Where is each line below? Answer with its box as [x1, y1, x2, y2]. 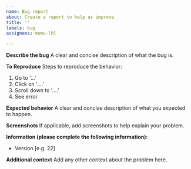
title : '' [6, 19, 31, 25]
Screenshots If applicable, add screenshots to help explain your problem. [6, 122, 185, 129]
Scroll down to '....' [14, 87, 60, 94]
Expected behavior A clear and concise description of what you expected [6, 104, 186, 111]
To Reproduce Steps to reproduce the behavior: [6, 63, 122, 70]
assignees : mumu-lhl [6, 31, 57, 36]
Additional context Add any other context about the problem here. [6, 156, 167, 163]
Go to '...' [14, 75, 36, 82]
